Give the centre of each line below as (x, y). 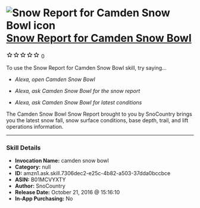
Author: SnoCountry (40, 186)
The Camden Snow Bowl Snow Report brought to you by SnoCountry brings (99, 114)
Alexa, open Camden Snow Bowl (55, 79)
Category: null (33, 167)
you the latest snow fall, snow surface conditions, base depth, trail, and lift (97, 120)
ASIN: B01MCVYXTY (40, 180)
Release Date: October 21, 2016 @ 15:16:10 (67, 193)
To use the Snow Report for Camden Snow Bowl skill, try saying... (86, 67)
